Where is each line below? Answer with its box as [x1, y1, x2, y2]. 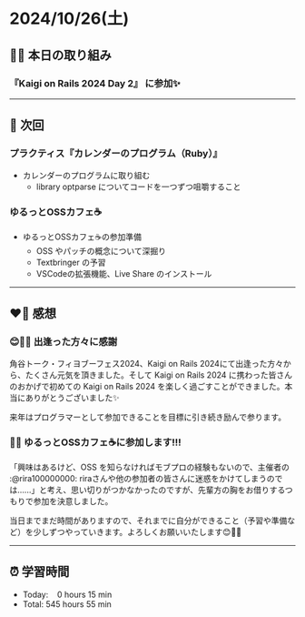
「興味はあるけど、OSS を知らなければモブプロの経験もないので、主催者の [9, 461, 290, 472]
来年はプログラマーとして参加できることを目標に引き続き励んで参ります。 [9, 411, 287, 422]
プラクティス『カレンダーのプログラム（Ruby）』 [9, 147, 222, 160]
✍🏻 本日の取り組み [9, 47, 112, 63]
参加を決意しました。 [33, 495, 113, 506]
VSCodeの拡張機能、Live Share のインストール [35, 268, 212, 278]
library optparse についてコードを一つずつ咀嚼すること [35, 181, 241, 192]
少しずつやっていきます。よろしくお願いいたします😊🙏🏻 [33, 526, 242, 537]
